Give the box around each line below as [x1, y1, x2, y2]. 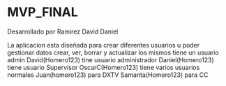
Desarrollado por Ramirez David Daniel [7, 27, 119, 36]
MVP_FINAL [7, 4, 78, 20]
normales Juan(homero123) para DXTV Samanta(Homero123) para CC [7, 71, 209, 79]
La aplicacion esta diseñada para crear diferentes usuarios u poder [7, 41, 200, 49]
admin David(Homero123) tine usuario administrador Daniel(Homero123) [7, 55, 214, 64]
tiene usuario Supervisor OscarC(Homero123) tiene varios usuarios [7, 63, 200, 71]
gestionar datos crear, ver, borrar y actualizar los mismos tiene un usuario [7, 48, 220, 57]
